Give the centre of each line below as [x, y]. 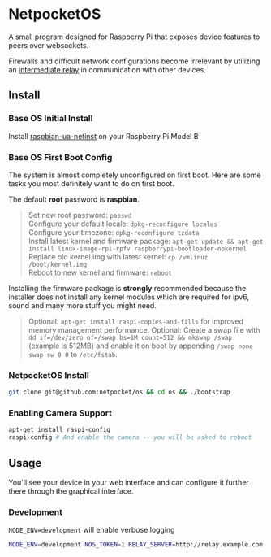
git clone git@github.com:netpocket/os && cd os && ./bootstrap [119, 392]
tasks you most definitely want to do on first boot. [91, 183]
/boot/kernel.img [58, 264]
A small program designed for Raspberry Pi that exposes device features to [134, 37]
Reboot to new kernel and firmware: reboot [100, 272]
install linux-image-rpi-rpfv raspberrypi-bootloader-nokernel [138, 249]
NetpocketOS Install [49, 375]
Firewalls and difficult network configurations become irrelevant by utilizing [134, 61]
